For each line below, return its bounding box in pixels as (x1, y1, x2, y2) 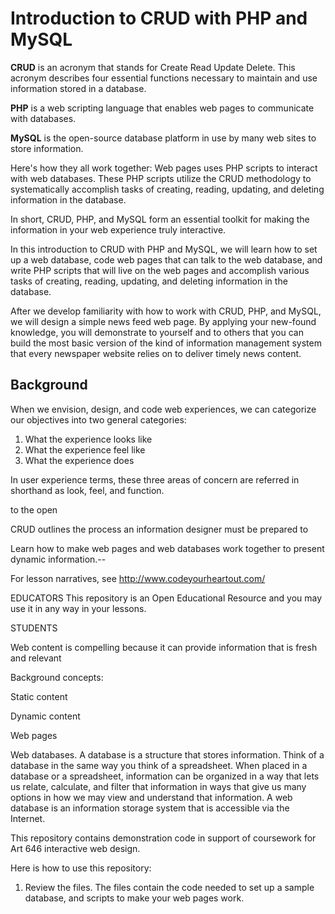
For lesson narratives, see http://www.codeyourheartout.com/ (10, 572, 266, 584)
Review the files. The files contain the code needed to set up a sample (24, 881, 315, 893)
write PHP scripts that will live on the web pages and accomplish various (10, 264, 310, 276)
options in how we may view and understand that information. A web (10, 791, 293, 803)
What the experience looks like (24, 433, 153, 445)
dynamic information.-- (10, 553, 107, 565)
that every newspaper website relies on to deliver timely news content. (10, 347, 302, 359)
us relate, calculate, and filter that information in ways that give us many (10, 780, 307, 792)
